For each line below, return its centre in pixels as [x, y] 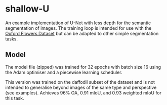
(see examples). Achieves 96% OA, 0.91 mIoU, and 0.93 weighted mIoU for [83, 93]
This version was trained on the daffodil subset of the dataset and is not [80, 82]
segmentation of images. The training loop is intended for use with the [78, 28]
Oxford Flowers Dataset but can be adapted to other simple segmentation [82, 33]
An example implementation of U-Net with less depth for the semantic [78, 23]
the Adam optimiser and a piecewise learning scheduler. [64, 72]
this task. [15, 98]
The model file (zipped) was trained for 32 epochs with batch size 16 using [83, 67]
